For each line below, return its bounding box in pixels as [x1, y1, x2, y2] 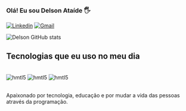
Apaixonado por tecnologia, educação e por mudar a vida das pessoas [6, 91, 180, 98]
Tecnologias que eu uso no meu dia [6, 51, 140, 61]
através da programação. [6, 98, 69, 105]
